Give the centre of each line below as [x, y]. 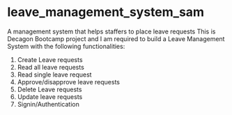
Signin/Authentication [48, 104]
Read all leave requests [51, 67]
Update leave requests [50, 97]
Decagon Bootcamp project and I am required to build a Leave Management [116, 38]
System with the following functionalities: [66, 46]
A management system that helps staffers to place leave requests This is [111, 31]
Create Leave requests [50, 59]
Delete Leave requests [49, 89]
